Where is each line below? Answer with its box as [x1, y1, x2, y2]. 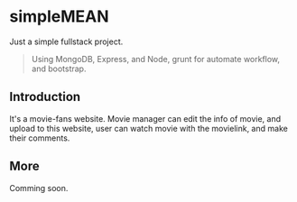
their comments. [9, 133, 70, 143]
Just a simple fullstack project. [9, 36, 124, 47]
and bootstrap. [31, 63, 87, 74]
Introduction [9, 89, 81, 105]
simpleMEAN [9, 6, 110, 27]
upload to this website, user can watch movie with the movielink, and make [9, 123, 289, 133]
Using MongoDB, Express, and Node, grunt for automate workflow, [31, 53, 281, 64]
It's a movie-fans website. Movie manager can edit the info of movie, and [9, 113, 282, 124]
